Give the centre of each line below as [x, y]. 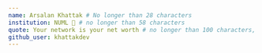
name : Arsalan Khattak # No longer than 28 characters [100, 15]
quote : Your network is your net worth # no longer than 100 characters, [132, 30]
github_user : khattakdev [49, 37]
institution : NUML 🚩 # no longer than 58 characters [97, 23]
